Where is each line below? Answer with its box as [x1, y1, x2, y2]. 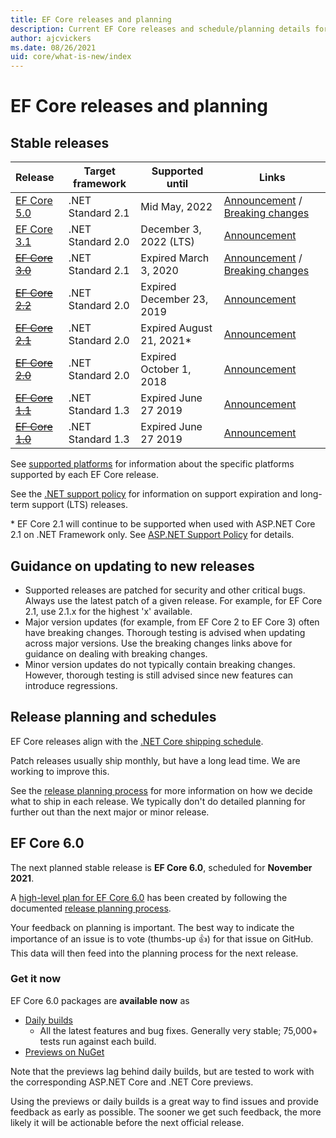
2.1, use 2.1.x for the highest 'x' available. [24, 605, 193, 617]
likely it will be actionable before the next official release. [10, 1116, 245, 1128]
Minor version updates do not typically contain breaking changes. [24, 658, 296, 670]
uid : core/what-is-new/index [10, 52, 132, 62]
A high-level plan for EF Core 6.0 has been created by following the [10, 891, 288, 903]
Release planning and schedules [10, 709, 217, 726]
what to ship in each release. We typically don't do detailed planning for [10, 795, 306, 807]
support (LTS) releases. [31, 499, 128, 511]
